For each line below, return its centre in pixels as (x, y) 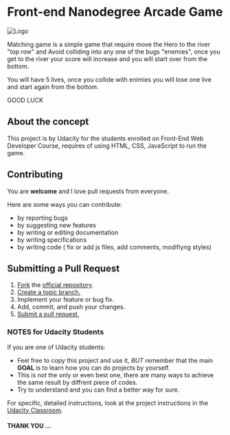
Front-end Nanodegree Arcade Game (115, 12)
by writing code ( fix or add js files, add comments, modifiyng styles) (114, 247)
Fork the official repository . (55, 285)
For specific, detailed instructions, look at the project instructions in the (108, 403)
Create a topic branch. (49, 292)
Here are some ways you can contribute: (65, 204)
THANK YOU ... (29, 426)
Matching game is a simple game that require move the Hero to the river (109, 44)
